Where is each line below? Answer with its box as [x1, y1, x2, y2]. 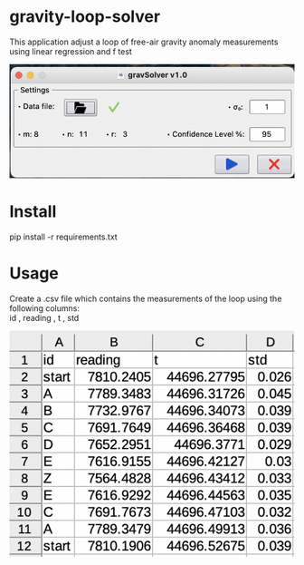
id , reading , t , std [9, 313, 80, 323]
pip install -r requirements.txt [9, 231, 118, 242]
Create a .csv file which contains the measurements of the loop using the [9, 293, 282, 304]
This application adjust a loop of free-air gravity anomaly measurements [9, 36, 279, 47]
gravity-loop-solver [9, 6, 161, 27]
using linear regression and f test [9, 45, 133, 56]
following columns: [9, 303, 80, 314]
